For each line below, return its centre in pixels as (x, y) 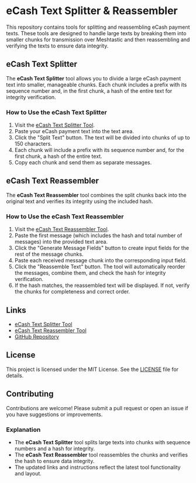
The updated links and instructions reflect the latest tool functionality (97, 467)
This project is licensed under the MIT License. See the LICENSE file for (92, 369)
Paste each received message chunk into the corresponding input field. (101, 261)
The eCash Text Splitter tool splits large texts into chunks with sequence (102, 442)
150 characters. (33, 144)
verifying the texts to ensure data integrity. (57, 46)
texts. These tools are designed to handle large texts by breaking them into (96, 33)
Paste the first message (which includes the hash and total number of (98, 235)
